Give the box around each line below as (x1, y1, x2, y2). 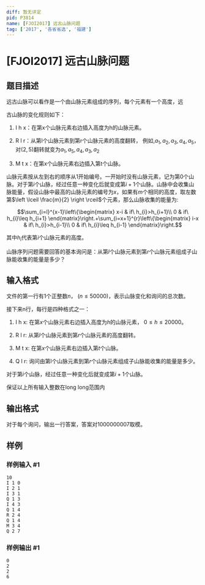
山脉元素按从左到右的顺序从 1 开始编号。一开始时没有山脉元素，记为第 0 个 (6, 173, 189, 180)
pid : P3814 (6, 15, 34, 21)
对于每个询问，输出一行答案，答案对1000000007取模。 (6, 421, 146, 428)
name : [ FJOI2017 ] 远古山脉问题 (6, 20, 81, 26)
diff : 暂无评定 (6, 9, 42, 15)
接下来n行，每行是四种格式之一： (6, 306, 91, 313)
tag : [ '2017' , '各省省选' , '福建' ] (6, 26, 92, 32)
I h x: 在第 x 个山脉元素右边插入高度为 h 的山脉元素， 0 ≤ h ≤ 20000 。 (15, 319, 187, 326)
